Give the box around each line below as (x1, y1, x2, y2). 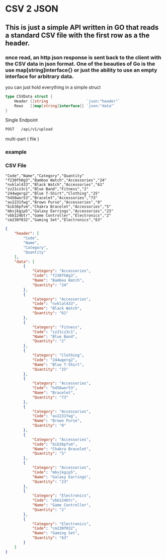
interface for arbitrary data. (5, 73, 74, 80)
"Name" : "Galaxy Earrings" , (32, 474, 92, 479)
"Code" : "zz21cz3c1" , (32, 329, 78, 334)
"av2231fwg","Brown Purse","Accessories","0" (5, 200, 102, 205)
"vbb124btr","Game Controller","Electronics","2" (5, 213, 112, 218)
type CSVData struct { (5, 94, 53, 99)
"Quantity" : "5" (32, 451, 66, 456)
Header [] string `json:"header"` (14, 99, 121, 104)
